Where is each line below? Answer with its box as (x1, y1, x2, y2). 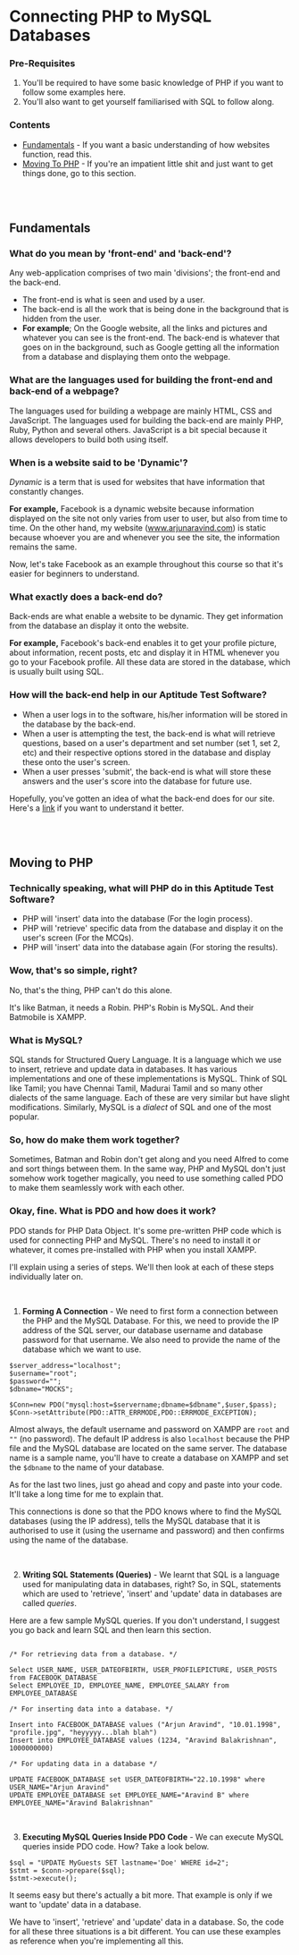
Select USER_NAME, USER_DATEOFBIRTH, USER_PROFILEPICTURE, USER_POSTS (9, 1665, 278, 1674)
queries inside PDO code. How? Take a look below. (21, 1840, 210, 1851)
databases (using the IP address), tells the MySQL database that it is (9, 1515, 261, 1526)
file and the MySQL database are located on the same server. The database (9, 1442, 287, 1453)
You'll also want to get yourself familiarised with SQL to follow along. (21, 97, 275, 107)
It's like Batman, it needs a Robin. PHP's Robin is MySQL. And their (9, 1002, 254, 1013)
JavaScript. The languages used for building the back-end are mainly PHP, (9, 414, 284, 426)
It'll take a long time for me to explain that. (9, 1488, 163, 1500)
